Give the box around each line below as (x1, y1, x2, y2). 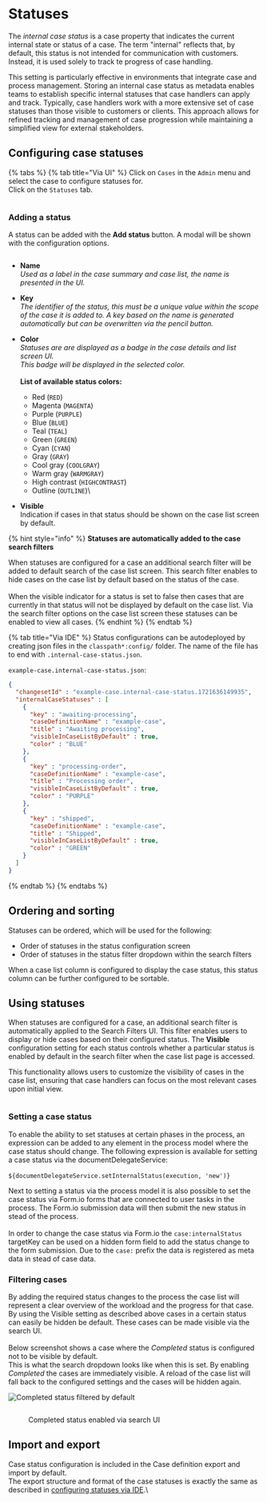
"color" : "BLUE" (29, 741, 88, 749)
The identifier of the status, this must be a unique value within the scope (19, 302, 259, 312)
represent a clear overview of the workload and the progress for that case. (8, 1300, 254, 1310)
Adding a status (8, 211, 71, 222)
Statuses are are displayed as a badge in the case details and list (19, 343, 237, 353)
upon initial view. (8, 1085, 64, 1094)
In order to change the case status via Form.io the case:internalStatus (8, 1228, 242, 1238)
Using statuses (8, 997, 86, 1010)
